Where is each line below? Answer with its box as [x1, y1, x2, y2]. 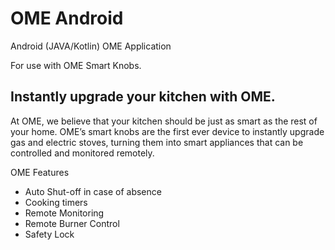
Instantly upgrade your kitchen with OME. [10, 88, 276, 106]
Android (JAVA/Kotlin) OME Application [10, 40, 172, 52]
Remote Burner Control [24, 217, 120, 229]
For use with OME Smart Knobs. [10, 59, 142, 71]
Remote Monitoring [24, 207, 105, 219]
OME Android [10, 7, 124, 30]
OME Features [10, 166, 70, 178]
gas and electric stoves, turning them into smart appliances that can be [10, 136, 304, 148]
